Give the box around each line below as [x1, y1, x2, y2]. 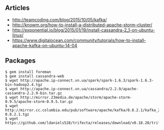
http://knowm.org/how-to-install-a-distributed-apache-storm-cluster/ [12, 22, 152, 28]
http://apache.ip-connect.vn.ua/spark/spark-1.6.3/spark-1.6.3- [20, 78, 154, 83]
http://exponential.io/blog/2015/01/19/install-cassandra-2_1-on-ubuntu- [12, 27, 155, 33]
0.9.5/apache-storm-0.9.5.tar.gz [5, 99, 73, 104]
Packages [5, 57, 36, 65]
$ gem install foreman [5, 69, 51, 74]
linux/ [12, 32, 23, 38]
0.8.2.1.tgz [5, 112, 29, 117]
